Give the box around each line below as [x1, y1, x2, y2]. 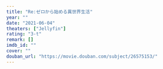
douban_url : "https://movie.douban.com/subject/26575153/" [6, 53, 158, 59]
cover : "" [6, 48, 31, 54]
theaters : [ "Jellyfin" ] [6, 25, 66, 32]
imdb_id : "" [6, 43, 36, 49]
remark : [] [6, 37, 34, 43]
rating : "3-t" [6, 31, 42, 37]
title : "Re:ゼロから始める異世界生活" [6, 8, 93, 15]
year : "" [6, 14, 28, 20]
